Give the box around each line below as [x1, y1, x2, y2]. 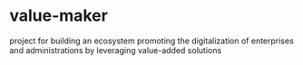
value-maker [9, 5, 109, 26]
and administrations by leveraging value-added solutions [9, 44, 222, 55]
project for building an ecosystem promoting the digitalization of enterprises [9, 35, 295, 46]
